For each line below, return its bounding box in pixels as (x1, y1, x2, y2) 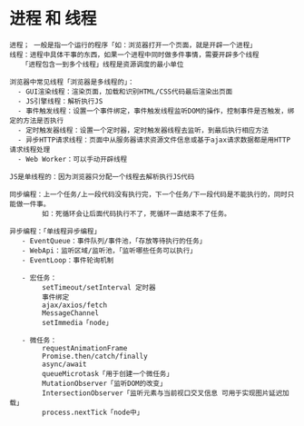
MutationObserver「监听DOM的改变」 (42, 379, 167, 388)
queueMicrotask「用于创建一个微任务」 (42, 369, 174, 378)
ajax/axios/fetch (42, 301, 107, 310)
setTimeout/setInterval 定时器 (42, 282, 156, 292)
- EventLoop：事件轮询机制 (21, 255, 114, 264)
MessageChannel (42, 308, 100, 318)
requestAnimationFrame (42, 343, 128, 352)
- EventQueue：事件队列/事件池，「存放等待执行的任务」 (21, 236, 207, 245)
